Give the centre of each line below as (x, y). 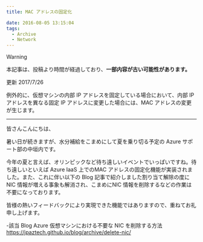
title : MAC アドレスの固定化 (39, 12)
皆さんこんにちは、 (30, 129)
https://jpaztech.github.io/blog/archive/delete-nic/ (69, 232)
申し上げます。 (25, 213)
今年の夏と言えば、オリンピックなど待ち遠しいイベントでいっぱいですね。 (99, 162)
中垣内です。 (43, 149)
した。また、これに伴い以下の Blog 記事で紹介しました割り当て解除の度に (98, 177)
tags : (13, 28)
